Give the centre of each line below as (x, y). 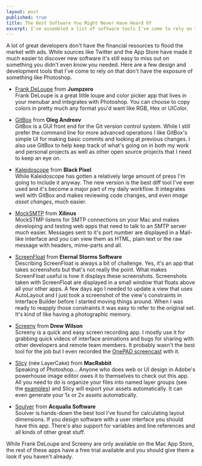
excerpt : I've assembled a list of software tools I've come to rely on (99, 29)
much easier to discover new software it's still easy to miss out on (88, 58)
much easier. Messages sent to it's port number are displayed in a (96, 232)
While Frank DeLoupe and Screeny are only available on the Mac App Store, (100, 444)
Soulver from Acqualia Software (55, 407)
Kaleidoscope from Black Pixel (53, 170)
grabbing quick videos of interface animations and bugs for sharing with (104, 339)
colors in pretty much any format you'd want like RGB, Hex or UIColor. (101, 108)
